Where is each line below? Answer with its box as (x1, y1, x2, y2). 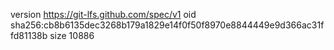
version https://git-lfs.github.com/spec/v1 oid (10, 9, 197, 20)
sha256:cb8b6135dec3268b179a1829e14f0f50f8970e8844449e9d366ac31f (10, 19, 325, 31)
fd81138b (10, 30, 48, 41)
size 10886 (49, 30, 95, 41)
